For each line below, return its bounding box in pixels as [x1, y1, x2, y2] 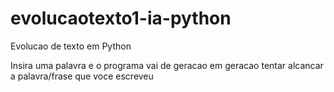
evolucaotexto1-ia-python [10, 7, 232, 30]
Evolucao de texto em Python [10, 40, 132, 52]
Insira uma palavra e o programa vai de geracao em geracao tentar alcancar [10, 59, 324, 71]
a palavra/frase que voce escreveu [10, 70, 154, 82]
